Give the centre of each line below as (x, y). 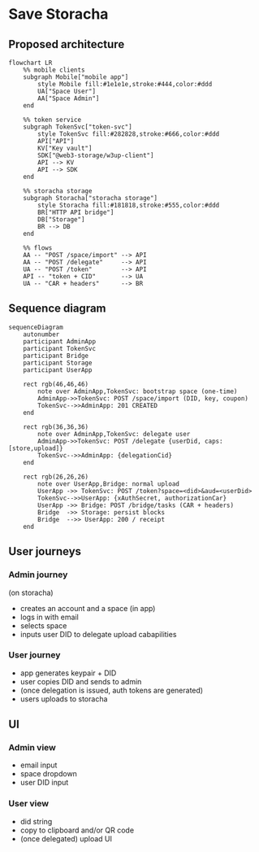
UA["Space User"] (67, 91)
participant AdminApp (59, 341)
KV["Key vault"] (65, 148)
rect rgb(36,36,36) (56, 427)
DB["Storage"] (61, 220)
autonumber (41, 334)
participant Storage (58, 363)
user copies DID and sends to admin (81, 681)
